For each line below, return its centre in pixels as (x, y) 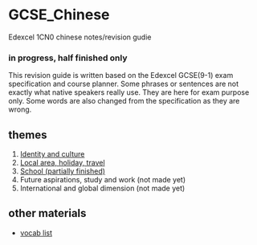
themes (28, 135)
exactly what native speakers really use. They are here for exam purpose (129, 92)
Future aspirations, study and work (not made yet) (103, 180)
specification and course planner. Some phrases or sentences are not (124, 84)
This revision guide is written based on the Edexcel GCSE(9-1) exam (121, 76)
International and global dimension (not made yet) (102, 188)
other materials (47, 213)
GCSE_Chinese (59, 15)
